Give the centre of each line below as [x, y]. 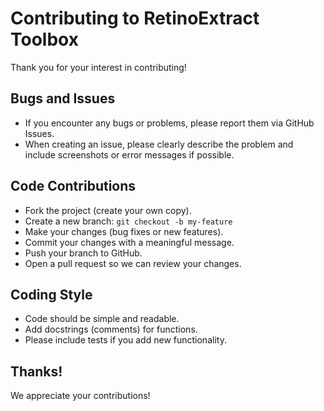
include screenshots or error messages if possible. [129, 154]
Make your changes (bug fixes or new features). [124, 231]
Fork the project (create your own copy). [108, 210]
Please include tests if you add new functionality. [125, 340]
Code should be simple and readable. [102, 319]
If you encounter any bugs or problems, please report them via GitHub [169, 123]
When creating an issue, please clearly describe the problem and [159, 144]
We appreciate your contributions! [80, 396]
